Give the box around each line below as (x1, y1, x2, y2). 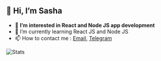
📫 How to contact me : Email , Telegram (14, 34, 112, 41)
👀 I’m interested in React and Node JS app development (14, 21, 155, 28)
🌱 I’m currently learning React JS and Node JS (14, 28, 129, 35)
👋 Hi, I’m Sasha (6, 6, 62, 16)
